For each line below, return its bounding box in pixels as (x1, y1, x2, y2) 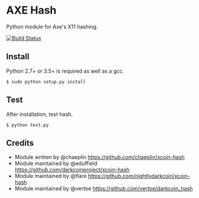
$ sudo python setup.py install (6, 79, 86, 85)
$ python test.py (6, 122, 49, 128)
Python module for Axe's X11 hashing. (6, 23, 98, 30)
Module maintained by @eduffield (14, 160, 98, 167)
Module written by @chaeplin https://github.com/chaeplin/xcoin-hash (14, 154, 185, 161)
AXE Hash (6, 4, 57, 17)
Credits (6, 138, 34, 148)
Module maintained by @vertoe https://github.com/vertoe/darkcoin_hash (14, 185, 193, 192)
